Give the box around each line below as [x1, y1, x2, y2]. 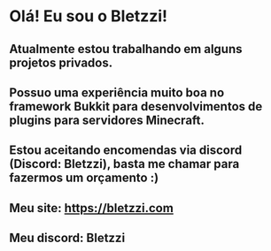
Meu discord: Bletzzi [9, 231, 126, 246]
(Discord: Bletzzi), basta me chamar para [9, 156, 240, 171]
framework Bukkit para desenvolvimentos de [9, 99, 263, 114]
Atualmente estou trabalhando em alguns [9, 42, 243, 57]
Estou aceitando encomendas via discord [9, 143, 243, 158]
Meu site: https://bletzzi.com [9, 201, 174, 216]
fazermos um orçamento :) [9, 171, 159, 186]
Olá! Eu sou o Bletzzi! [9, 6, 168, 27]
